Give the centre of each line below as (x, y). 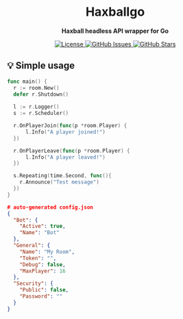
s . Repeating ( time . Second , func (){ (62, 176)
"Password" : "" (41, 296)
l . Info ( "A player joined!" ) (65, 132)
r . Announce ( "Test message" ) (59, 182)
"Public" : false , (44, 290)
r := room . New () (36, 88)
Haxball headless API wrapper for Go (115, 31)
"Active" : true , (43, 227)
